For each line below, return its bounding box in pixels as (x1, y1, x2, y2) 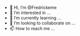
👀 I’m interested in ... (9, 10, 51, 16)
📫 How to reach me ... (9, 26, 55, 31)
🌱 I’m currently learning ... (9, 15, 62, 20)
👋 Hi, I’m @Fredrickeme (9, 5, 57, 10)
